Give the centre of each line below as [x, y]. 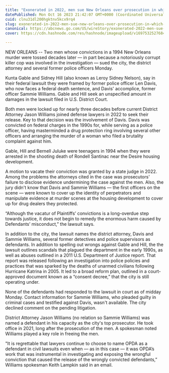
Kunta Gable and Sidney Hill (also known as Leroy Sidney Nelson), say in [80, 78]
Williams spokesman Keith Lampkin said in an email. [59, 365]
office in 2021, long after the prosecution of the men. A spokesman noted [81, 328]
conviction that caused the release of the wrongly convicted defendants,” [81, 359]
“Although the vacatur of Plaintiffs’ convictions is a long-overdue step [77, 213]
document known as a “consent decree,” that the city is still [88, 277]
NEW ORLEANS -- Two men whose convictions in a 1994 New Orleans [78, 52]
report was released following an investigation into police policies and [77, 261]
